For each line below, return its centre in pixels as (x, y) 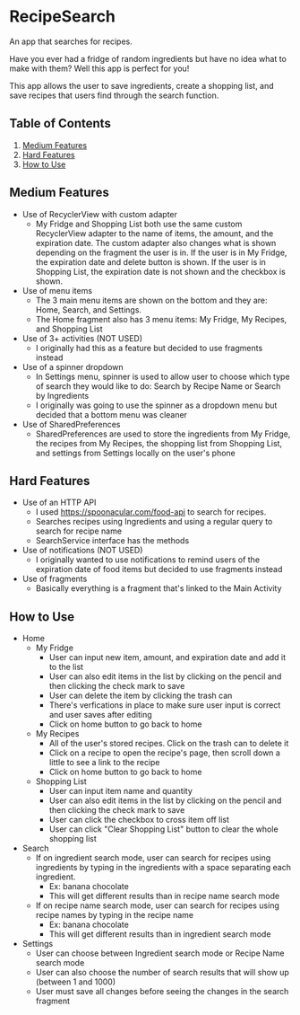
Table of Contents (60, 124)
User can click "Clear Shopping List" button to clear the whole (164, 829)
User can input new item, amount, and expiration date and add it (167, 658)
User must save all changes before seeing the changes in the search (162, 992)
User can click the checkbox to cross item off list (139, 820)
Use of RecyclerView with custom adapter (99, 214)
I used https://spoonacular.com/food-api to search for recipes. (151, 512)
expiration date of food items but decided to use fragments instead (159, 569)
